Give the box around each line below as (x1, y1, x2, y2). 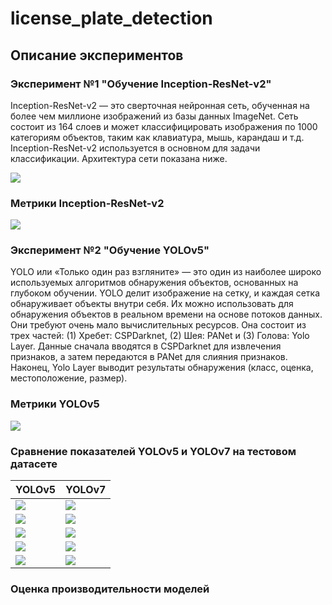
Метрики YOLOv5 (10, 397, 100, 411)
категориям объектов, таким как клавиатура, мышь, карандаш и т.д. (10, 131, 305, 143)
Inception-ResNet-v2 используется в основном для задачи (10, 142, 261, 154)
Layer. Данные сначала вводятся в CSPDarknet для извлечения (10, 340, 282, 352)
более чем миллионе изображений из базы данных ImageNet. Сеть (10, 110, 299, 122)
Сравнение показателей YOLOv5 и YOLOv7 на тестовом (10, 444, 297, 458)
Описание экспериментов (10, 47, 184, 64)
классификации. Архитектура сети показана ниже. (10, 152, 228, 164)
